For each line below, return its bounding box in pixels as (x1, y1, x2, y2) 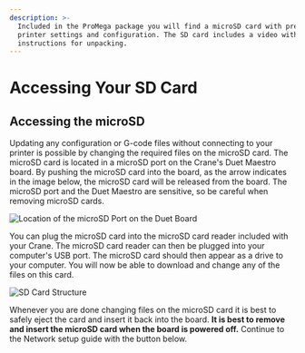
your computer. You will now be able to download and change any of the (9, 260, 280, 270)
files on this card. (9, 270, 74, 280)
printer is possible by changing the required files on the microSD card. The (9, 147, 289, 159)
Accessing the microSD (9, 113, 145, 129)
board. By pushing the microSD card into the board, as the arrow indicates (9, 167, 288, 178)
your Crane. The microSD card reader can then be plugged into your (9, 240, 265, 251)
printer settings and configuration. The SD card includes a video (17, 30, 279, 39)
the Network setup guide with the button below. (9, 333, 188, 345)
